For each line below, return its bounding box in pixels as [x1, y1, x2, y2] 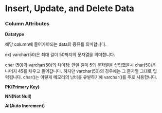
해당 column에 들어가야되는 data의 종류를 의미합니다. [5, 41, 107, 47]
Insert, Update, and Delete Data [5, 3, 135, 14]
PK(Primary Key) [5, 84, 40, 90]
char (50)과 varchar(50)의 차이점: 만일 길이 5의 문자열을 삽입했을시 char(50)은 [5, 62, 157, 68]
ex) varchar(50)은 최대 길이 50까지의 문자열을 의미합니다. [5, 52, 115, 57]
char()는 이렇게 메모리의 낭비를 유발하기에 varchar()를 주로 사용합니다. [23, 74, 158, 80]
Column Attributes [5, 20, 50, 27]
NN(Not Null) [5, 94, 32, 99]
